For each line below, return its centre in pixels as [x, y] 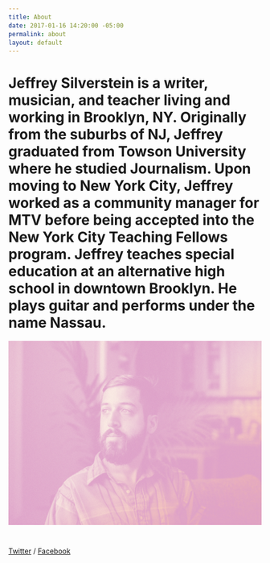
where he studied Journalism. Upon [130, 169]
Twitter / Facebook [39, 551]
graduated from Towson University [127, 152]
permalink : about [37, 34]
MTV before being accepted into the [131, 220]
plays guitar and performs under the [132, 306]
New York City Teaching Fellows [118, 237]
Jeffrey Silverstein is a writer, [108, 83]
